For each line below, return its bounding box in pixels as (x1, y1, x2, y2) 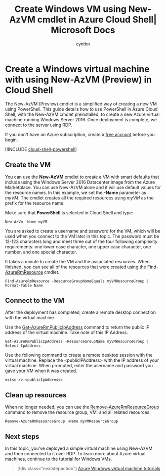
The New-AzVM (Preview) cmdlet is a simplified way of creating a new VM (5, 100, 157, 107)
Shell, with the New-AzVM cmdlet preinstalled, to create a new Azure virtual (5, 111, 160, 117)
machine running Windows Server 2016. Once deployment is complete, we (5, 116, 157, 122)
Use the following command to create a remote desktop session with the (5, 352, 153, 358)
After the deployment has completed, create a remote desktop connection (5, 309, 156, 315)
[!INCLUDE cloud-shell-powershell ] (5, 146, 77, 152)
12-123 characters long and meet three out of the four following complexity (5, 238, 158, 244)
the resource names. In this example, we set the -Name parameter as (5, 190, 147, 195)
